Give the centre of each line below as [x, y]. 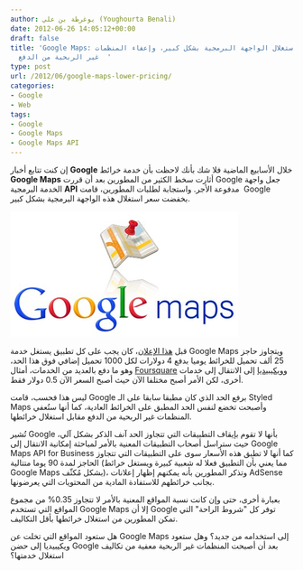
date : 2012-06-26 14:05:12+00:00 [73, 28]
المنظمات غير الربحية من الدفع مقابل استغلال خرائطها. [101, 416]
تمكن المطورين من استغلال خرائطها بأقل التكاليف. [94, 519]
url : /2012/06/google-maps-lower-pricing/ [91, 77]
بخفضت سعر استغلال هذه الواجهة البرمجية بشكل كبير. [100, 198]
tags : [20, 114]
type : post [31, 67]
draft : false [35, 38]
